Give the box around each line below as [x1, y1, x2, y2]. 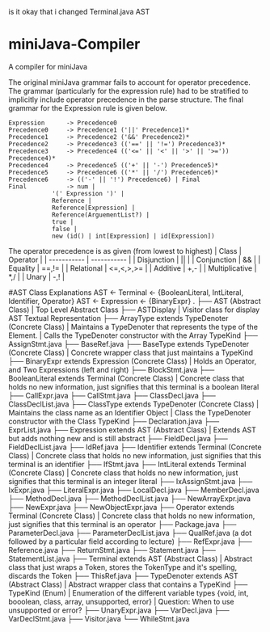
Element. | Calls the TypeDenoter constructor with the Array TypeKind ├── [8, 331, 259, 340]
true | [51, 217, 74, 225]
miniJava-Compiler [8, 36, 141, 53]
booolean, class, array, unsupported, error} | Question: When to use [8, 596, 234, 606]
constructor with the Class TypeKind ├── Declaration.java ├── [8, 416, 220, 426]
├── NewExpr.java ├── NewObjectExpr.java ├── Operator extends [8, 502, 234, 512]
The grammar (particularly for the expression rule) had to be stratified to [8, 86, 249, 95]
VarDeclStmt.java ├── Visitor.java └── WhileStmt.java [8, 613, 190, 623]
